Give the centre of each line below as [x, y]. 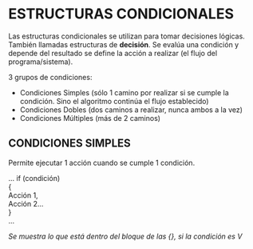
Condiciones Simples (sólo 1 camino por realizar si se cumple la [124, 92]
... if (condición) [34, 178]
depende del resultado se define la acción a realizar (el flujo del [113, 53]
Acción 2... [26, 203]
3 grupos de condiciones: [50, 77]
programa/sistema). [41, 62]
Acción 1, [23, 195]
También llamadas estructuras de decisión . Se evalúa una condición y [124, 44]
